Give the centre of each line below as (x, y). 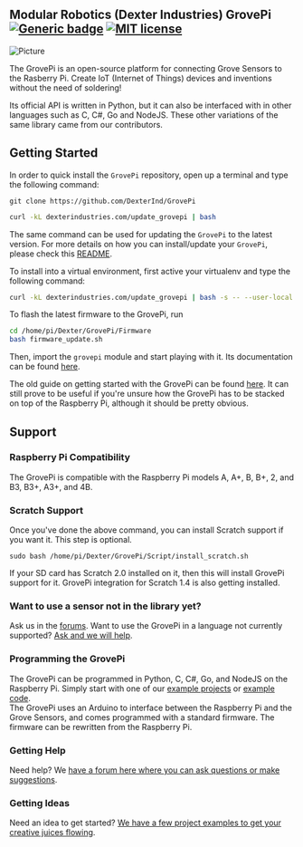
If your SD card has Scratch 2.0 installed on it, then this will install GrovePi (147, 573)
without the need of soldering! (66, 87)
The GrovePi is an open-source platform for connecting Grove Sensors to (146, 68)
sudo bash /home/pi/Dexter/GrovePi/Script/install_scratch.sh (129, 556)
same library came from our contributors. (86, 124)
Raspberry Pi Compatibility (70, 457)
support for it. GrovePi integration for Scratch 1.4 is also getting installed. (145, 582)
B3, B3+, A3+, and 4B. (51, 486)
